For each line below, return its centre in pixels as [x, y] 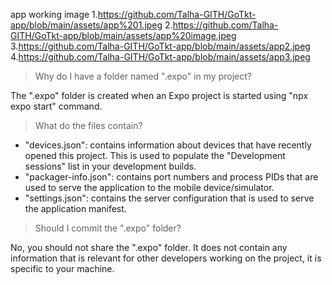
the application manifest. [75, 208]
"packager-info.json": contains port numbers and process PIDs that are [171, 177]
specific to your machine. [62, 268]
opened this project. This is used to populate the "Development [155, 155]
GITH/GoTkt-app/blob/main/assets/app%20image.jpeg [123, 35]
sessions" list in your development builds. [110, 166]
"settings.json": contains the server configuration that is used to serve [169, 198]
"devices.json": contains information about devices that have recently [168, 145]
